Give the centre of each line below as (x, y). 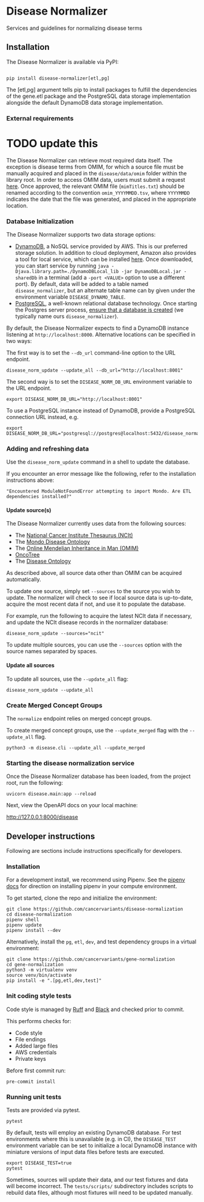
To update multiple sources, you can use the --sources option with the (94, 645)
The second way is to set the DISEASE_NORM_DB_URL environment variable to (99, 381)
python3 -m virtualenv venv (42, 970)
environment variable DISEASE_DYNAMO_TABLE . (70, 297)
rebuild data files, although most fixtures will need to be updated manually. (100, 1192)
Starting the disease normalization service (70, 763)
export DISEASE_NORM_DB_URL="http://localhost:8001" (74, 399)
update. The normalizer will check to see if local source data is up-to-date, (100, 598)
